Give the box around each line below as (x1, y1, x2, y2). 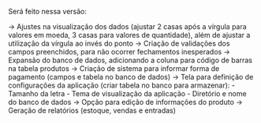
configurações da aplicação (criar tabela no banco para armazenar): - (8, 80, 235, 90)
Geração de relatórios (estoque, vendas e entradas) (8, 106, 176, 115)
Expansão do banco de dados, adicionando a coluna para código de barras (8, 55, 253, 65)
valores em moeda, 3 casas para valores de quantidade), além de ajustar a (8, 31, 251, 39)
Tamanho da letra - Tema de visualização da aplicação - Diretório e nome (8, 89, 247, 98)
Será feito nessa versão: (8, 7, 88, 16)
